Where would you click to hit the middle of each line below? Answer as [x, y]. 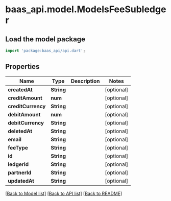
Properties [22, 67]
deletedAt [20, 131]
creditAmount [25, 98]
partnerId [20, 172]
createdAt [20, 89]
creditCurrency [27, 106]
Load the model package [45, 39]
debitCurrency [26, 122]
